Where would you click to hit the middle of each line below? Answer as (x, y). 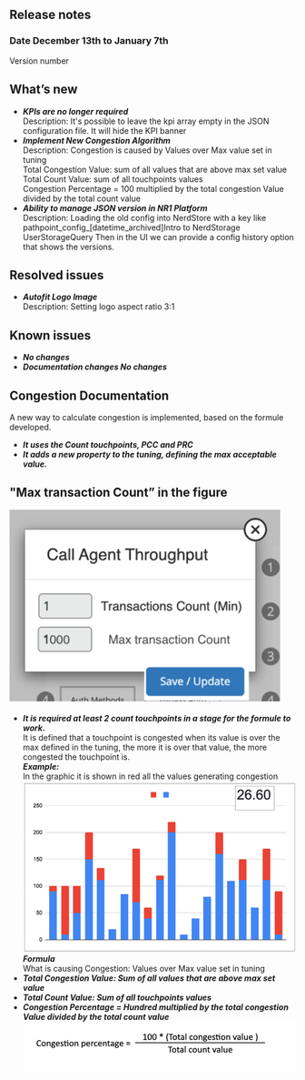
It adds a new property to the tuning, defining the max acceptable (149, 454)
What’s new (44, 90)
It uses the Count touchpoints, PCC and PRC (108, 444)
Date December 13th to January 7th (89, 41)
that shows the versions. (69, 247)
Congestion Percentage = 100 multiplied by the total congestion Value (153, 188)
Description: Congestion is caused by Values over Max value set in (147, 150)
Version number (39, 61)
